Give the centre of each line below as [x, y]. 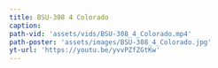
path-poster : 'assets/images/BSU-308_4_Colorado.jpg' [111, 42]
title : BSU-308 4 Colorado [59, 17]
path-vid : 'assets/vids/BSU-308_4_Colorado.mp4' [101, 34]
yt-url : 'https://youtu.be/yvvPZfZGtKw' [85, 50]
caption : [25, 26]
